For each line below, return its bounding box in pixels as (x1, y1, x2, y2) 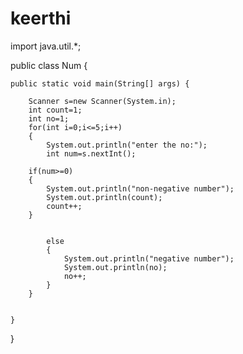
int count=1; (28, 105, 83, 115)
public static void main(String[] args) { (10, 78, 190, 89)
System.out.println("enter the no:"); (46, 140, 208, 150)
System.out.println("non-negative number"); (46, 183, 235, 194)
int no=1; (28, 113, 70, 124)
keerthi (10, 7, 72, 30)
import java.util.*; (10, 40, 82, 52)
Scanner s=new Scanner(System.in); (28, 96, 177, 106)
